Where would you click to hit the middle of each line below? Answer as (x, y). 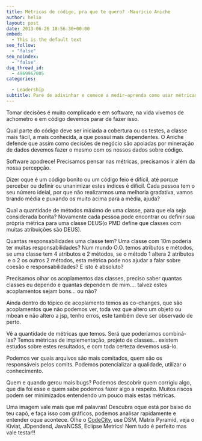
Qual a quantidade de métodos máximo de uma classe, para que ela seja (96, 210)
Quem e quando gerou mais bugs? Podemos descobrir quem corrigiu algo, (99, 382)
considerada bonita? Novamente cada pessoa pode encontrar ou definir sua (101, 217)
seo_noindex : (23, 57)
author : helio (24, 17)
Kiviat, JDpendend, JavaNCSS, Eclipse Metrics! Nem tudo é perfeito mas (96, 426)
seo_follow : (21, 46)
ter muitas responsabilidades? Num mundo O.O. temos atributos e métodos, (100, 247)
